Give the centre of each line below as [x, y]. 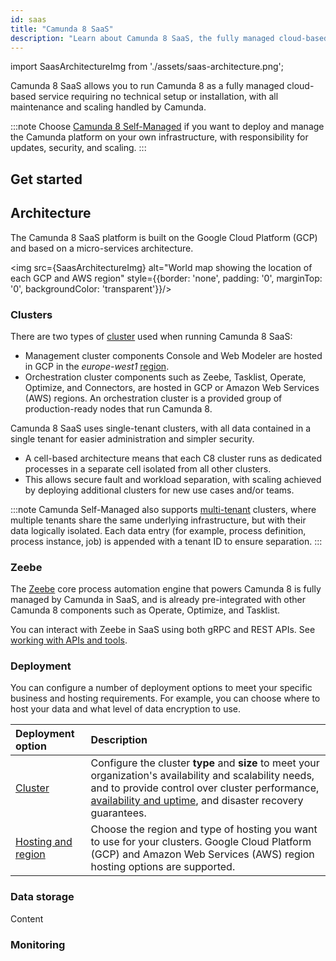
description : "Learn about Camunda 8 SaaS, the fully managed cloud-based [169, 38]
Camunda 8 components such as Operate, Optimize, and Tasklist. [145, 610]
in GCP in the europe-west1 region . [97, 366]
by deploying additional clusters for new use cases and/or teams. [159, 490]
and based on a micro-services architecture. [102, 248]
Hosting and [44, 842]
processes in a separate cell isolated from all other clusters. [148, 468]
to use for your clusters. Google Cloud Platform [201, 842]
